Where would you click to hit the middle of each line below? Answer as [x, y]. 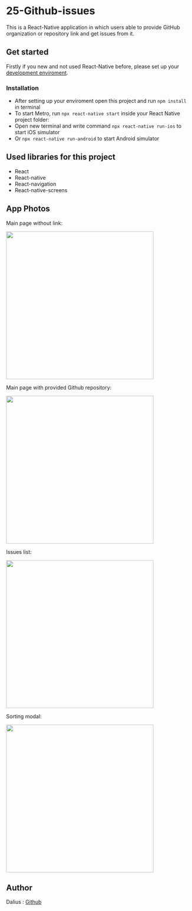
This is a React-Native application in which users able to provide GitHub [93, 27]
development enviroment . [37, 73]
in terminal [27, 107]
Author [19, 888]
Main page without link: [34, 223]
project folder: [32, 120]
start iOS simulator [37, 132]
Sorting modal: [24, 716]
